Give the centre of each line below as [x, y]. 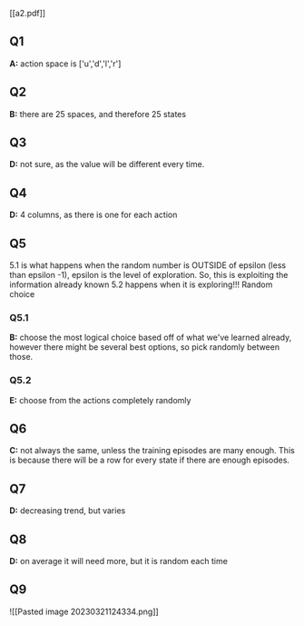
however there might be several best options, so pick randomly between [144, 347]
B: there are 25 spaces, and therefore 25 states [98, 114]
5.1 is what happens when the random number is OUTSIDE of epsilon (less [148, 265]
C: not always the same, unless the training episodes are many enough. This [152, 451]
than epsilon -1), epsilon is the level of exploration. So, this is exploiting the [149, 275]
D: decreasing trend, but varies [68, 511]
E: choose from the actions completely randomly [100, 400]
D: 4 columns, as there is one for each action [93, 215]
